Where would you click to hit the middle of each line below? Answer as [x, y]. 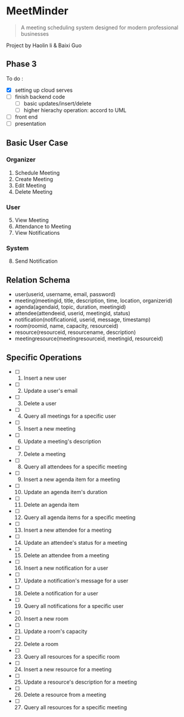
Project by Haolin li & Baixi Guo [44, 45]
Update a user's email [51, 391]
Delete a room [41, 644]
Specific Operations [44, 357]
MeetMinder [37, 11]
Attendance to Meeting [43, 226]
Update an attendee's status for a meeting [75, 543]
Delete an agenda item [51, 505]
